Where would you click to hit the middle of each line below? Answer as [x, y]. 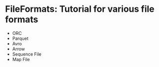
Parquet [20, 38]
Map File [21, 59]
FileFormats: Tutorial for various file [80, 9]
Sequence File [27, 54]
